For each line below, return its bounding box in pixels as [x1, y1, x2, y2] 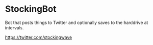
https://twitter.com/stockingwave [5, 34, 72, 40]
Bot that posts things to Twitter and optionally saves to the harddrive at [5, 20, 148, 25]
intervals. [5, 24, 24, 30]
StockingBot [5, 3, 56, 15]
